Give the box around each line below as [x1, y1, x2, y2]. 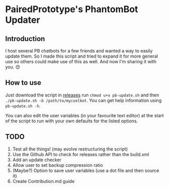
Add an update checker [12, 157, 62, 163]
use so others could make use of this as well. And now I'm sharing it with [5, 59, 156, 64]
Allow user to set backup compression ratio [12, 162, 103, 168]
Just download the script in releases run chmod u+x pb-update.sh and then [5, 92, 159, 98]
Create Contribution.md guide [12, 178, 75, 184]
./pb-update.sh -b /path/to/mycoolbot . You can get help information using [5, 97, 162, 103]
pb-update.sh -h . [5, 103, 41, 109]
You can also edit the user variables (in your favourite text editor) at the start [5, 112, 164, 118]
